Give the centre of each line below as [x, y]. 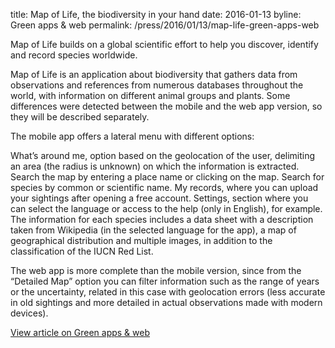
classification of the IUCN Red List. [82, 251]
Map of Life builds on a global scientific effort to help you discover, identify [164, 44]
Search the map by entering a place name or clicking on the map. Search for [167, 177]
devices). [29, 313]
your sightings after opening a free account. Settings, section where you [159, 198]
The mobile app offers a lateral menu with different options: [132, 136]
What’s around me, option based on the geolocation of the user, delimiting [163, 155]
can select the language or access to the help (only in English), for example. [166, 208]
